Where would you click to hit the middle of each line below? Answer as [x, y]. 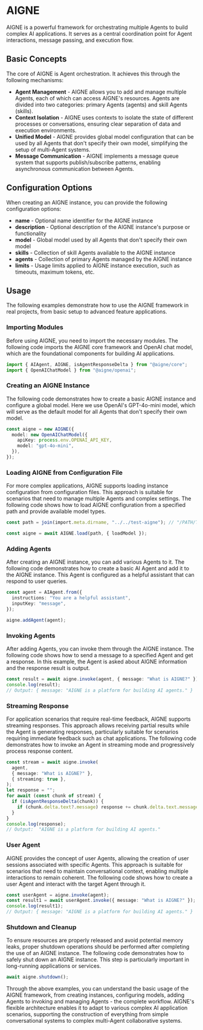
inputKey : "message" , [39, 604]
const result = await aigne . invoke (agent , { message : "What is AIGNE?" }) [102, 679]
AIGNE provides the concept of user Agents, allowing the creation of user [98, 858]
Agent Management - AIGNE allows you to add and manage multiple [101, 92]
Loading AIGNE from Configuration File [64, 472]
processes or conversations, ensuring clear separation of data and [98, 124]
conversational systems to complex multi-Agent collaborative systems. [94, 1021]
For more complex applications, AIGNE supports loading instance [87, 486]
